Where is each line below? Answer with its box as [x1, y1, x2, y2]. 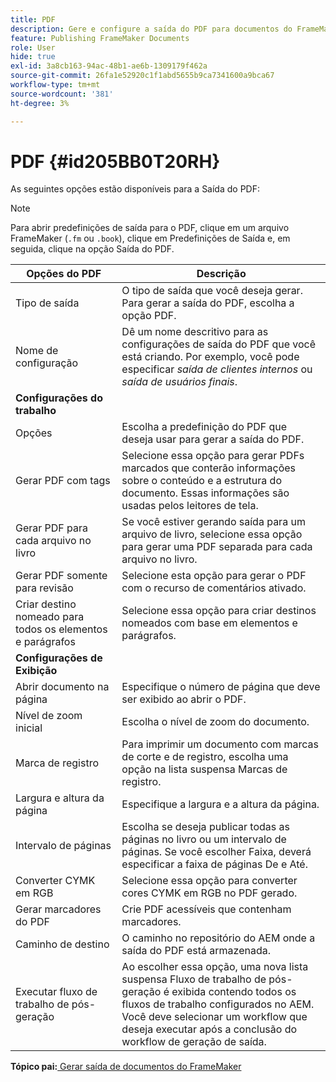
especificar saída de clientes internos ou [121, 362, 313, 376]
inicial [15, 721, 43, 735]
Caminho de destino [15, 937, 110, 951]
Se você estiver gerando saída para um [121, 515, 306, 529]
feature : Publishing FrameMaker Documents [10, 33, 190, 43]
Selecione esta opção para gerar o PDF [121, 569, 307, 583]
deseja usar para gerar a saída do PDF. [121, 432, 305, 446]
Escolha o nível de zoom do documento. [121, 715, 310, 729]
